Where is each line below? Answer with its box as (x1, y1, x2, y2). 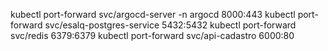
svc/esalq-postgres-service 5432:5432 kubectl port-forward (44, 19, 297, 31)
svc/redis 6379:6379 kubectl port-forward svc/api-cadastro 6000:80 (10, 30, 295, 41)
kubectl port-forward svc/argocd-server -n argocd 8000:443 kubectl (10, 9, 296, 20)
